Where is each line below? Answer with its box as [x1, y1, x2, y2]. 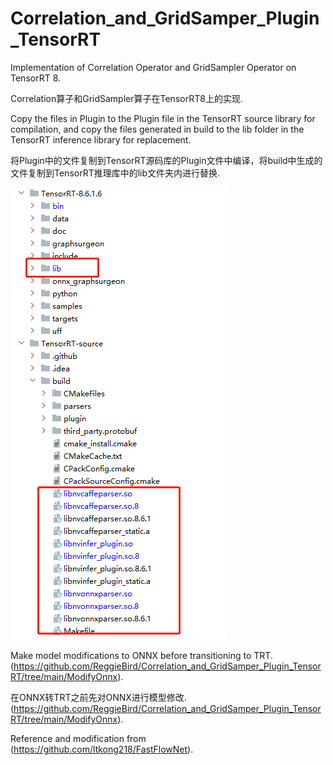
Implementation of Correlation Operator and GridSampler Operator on [10, 61, 297, 73]
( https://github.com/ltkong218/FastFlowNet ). [10, 743, 194, 755]
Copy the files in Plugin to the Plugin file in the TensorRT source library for [10, 112, 316, 124]
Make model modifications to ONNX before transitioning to [10, 649, 252, 661]
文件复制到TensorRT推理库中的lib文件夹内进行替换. [10, 167, 221, 179]
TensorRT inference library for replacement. [10, 133, 192, 146]
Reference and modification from [10, 732, 147, 744]
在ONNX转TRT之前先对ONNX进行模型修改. [10, 691, 187, 703]
